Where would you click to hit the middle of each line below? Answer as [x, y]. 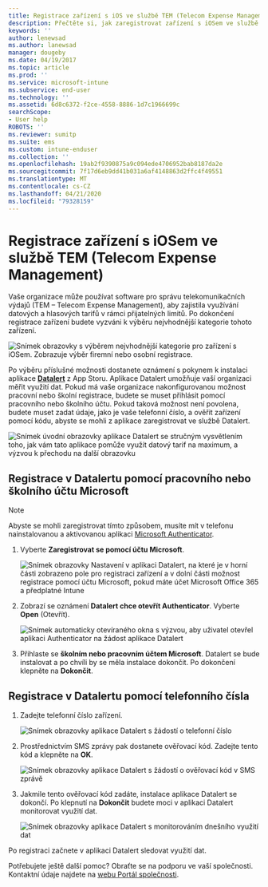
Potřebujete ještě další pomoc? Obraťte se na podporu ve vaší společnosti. [131, 866]
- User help [28, 120]
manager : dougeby [37, 53]
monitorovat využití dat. [59, 811]
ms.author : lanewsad [43, 46]
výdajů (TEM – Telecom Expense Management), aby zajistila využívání [124, 305]
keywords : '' [30, 30]
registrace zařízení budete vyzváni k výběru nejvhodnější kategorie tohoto [130, 322]
